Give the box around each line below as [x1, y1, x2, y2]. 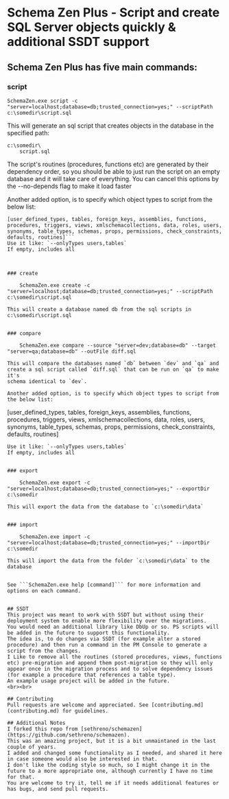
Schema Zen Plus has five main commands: [7, 61, 197, 73]
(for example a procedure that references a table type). [7, 671, 176, 678]
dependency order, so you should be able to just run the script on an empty [7, 167, 221, 176]
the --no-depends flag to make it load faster [7, 182, 132, 190]
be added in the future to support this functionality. [7, 629, 170, 636]
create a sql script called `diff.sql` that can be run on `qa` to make [7, 366, 219, 373]
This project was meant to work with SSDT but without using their [7, 611, 204, 618]
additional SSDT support [7, 34, 149, 49]
